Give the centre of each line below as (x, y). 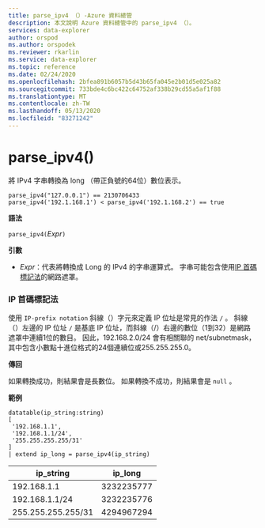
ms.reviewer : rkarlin (44, 52)
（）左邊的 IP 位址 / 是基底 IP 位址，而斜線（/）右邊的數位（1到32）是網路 (130, 328)
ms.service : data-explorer (53, 60)
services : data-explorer (49, 30)
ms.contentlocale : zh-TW (49, 104)
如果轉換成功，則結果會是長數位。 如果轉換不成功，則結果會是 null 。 (122, 381)
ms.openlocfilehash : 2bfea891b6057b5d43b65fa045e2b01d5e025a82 (115, 81)
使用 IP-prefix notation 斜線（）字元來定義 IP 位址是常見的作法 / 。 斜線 (128, 318)
